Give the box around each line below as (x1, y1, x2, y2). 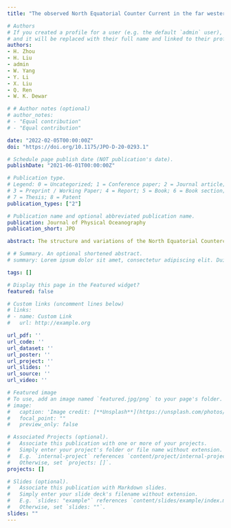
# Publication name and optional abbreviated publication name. (7, 213, 195, 220)
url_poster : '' (7, 351, 51, 358)
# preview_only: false (7, 421, 78, 428)
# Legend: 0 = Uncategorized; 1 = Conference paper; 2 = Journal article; (7, 181, 226, 188)
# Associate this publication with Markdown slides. (7, 485, 168, 492)
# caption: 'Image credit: (7, 408, 91, 415)
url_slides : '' (7, 364, 51, 371)
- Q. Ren (7, 87, 32, 94)
